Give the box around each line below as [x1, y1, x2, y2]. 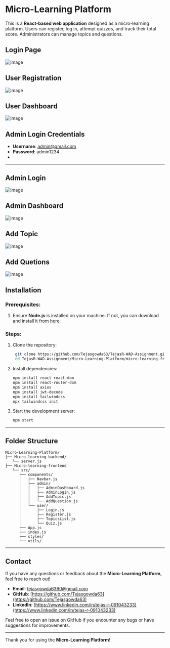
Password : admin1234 [12, 149, 60, 155]
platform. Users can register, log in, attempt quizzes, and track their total [5, 25, 156, 31]
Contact [5, 557, 31, 566]
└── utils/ [18, 539, 42, 544]
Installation [5, 286, 41, 294]
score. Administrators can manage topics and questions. [5, 31, 123, 37]
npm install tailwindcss [12, 394, 65, 399]
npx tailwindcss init [12, 399, 58, 404]
